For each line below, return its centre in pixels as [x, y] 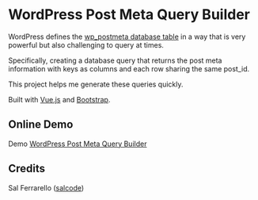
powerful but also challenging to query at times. [86, 44]
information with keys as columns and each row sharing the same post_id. [129, 68]
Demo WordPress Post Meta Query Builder [78, 144]
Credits [27, 169]
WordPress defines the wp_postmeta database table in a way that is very [127, 37]
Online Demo [41, 125]
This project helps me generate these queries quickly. [96, 84]
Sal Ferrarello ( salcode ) [46, 187]
